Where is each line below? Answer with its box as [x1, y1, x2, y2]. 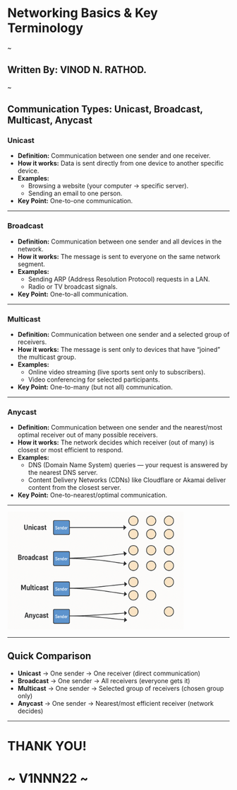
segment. [17, 260, 46, 268]
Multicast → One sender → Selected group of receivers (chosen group [17, 684, 224, 692]
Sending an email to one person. [28, 189, 123, 197]
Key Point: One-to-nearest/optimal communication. [17, 491, 168, 500]
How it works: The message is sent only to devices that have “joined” [17, 345, 221, 354]
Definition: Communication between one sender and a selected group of [17, 331, 230, 339]
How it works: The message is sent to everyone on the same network [17, 252, 221, 261]
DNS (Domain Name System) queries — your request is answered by [28, 461, 228, 469]
